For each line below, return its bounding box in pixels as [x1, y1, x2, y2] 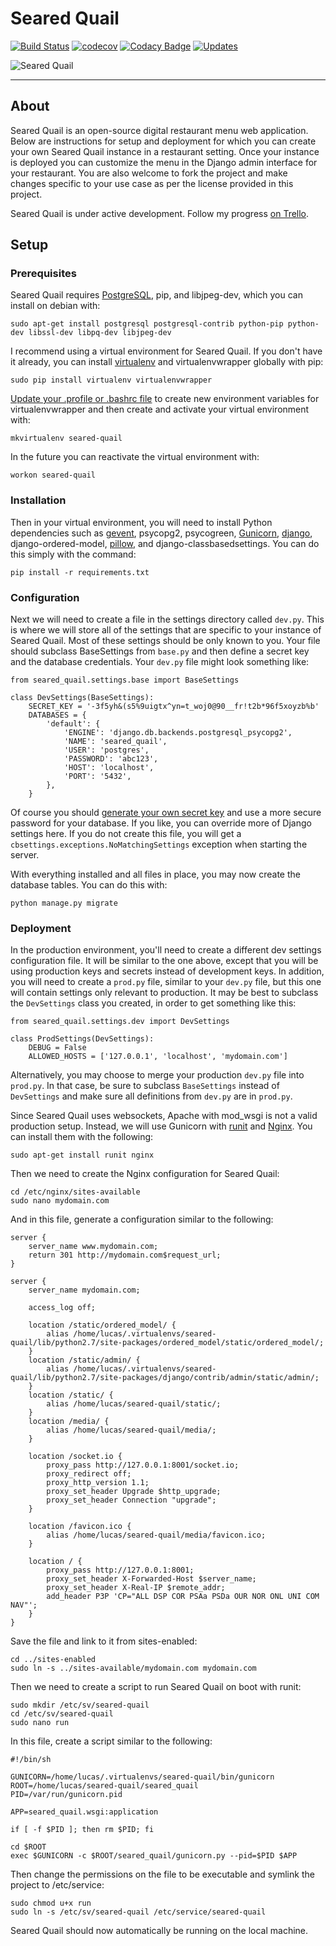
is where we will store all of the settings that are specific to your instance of [10, 624, 322, 636]
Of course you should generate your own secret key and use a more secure [10, 807, 322, 819]
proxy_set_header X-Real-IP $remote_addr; [46, 1583, 226, 1593]
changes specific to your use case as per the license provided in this [10, 177, 294, 189]
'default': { [46, 719, 101, 729]
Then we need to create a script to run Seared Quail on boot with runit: [10, 1681, 302, 1693]
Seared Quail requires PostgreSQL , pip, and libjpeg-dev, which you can [10, 289, 303, 301]
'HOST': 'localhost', [63, 763, 155, 773]
